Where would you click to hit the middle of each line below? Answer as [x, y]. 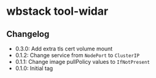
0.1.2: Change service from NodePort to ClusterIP [77, 55]
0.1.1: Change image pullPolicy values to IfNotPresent [83, 62]
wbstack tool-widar [57, 11]
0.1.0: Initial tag [34, 68]
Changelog [28, 34]
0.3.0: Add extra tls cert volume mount [64, 49]
